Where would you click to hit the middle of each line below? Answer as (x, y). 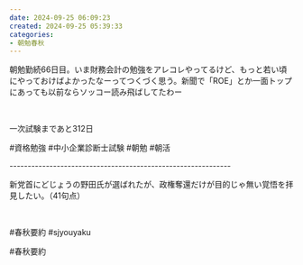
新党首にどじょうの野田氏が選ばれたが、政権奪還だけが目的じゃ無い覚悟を (147, 185)
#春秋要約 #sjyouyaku (50, 233)
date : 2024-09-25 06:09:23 (60, 18)
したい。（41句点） (51, 196)
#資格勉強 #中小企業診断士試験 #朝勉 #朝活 (90, 148)
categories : (32, 34)
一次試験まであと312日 (51, 129)
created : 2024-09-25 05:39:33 (66, 26)
